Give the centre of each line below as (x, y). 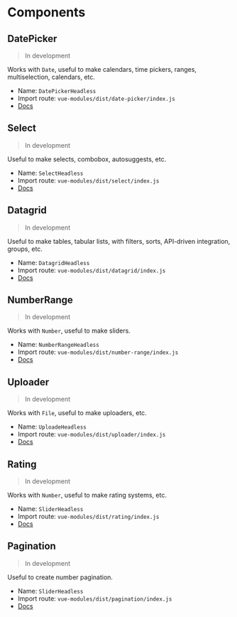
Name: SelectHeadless (50, 173)
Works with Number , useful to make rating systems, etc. (87, 495)
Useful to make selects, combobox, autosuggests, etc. (87, 159)
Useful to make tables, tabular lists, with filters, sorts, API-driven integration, (119, 241)
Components (46, 12)
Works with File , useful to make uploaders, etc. (77, 413)
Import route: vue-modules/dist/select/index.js (88, 180)
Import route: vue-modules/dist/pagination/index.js (95, 599)
